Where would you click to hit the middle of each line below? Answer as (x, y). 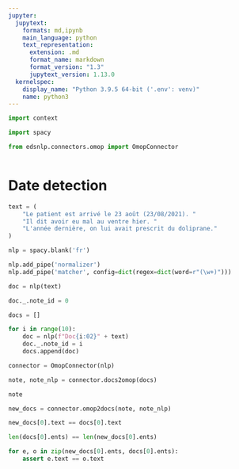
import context (33, 118)
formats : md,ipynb (53, 30)
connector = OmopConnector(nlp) (61, 365)
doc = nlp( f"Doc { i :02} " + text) (76, 337)
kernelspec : (35, 82)
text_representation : (58, 45)
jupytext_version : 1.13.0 (72, 74)
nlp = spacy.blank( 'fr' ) (49, 250)
